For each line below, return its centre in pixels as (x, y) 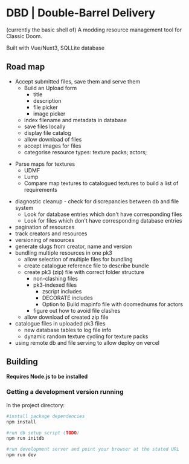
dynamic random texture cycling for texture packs (86, 336)
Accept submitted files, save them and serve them (78, 81)
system (24, 207)
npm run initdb (25, 439)
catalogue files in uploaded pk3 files (60, 323)
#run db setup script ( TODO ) (43, 433)
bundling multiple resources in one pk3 (64, 253)
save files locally (45, 126)
